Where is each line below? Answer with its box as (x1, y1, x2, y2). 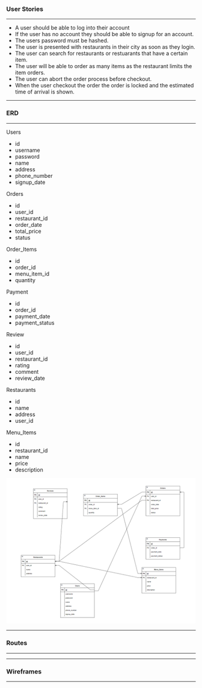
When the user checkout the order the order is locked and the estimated (14, 82, 194, 89)
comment (14, 368, 39, 375)
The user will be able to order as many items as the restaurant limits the (14, 63, 192, 70)
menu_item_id (14, 270, 50, 277)
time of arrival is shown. (14, 88, 75, 95)
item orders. (14, 69, 45, 77)
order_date (14, 221, 42, 228)
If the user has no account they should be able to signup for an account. (14, 31, 194, 38)
